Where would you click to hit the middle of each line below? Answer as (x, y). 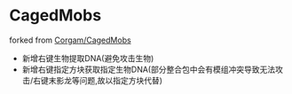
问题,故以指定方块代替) (121, 80)
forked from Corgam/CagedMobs (70, 40)
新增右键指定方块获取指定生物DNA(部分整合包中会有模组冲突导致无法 (149, 69)
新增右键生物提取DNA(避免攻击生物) (88, 58)
